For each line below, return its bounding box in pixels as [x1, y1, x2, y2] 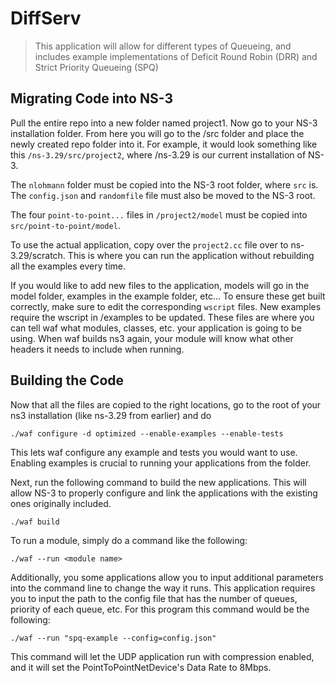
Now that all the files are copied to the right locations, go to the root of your [10, 398, 322, 411]
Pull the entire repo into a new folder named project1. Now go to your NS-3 [10, 117, 318, 129]
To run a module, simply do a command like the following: [10, 534, 248, 546]
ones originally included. [10, 497, 112, 509]
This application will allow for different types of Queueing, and [34, 40, 292, 52]
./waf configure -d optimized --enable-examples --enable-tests [10, 428, 284, 439]
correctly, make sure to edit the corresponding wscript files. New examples [10, 300, 322, 312]
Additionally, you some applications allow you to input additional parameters [10, 571, 324, 583]
